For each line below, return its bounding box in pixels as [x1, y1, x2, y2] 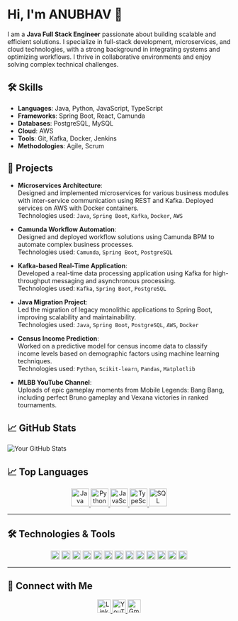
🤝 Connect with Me [7, 580, 93, 592]
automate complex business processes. [17, 240, 134, 248]
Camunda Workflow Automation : [17, 225, 117, 233]
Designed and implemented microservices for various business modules [17, 188, 229, 197]
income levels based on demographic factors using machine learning [17, 349, 220, 358]
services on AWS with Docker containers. [17, 204, 140, 212]
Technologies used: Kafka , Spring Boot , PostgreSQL [17, 284, 166, 292]
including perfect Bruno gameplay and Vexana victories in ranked [17, 393, 209, 402]
